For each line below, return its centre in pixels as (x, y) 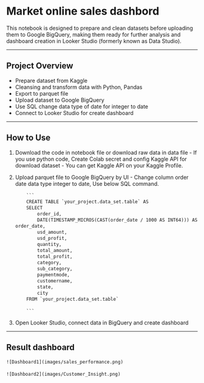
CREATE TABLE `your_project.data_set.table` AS (87, 202)
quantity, (49, 244)
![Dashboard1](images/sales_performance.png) (65, 362)
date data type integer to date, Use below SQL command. (87, 183)
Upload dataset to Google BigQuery (59, 100)
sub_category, (55, 269)
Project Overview (40, 66)
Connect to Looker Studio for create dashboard (74, 113)
